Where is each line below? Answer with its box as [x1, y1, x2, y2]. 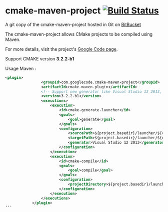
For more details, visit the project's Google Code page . [5, 46, 118, 52]
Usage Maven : [5, 65, 36, 71]
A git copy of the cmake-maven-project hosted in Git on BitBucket [5, 21, 141, 27]
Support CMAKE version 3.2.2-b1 [5, 55, 74, 62]
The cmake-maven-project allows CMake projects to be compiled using [5, 31, 153, 37]
